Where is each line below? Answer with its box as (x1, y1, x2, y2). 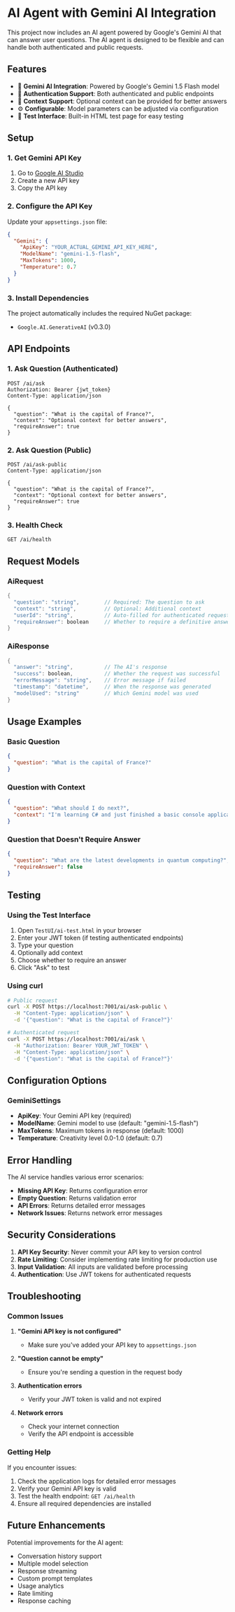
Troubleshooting (7, 1290, 82, 1302)
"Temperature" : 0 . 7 (20, 264, 77, 271)
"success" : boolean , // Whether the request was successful (13, 670, 220, 677)
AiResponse (7, 642, 50, 651)
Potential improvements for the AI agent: (7, 1538, 124, 1547)
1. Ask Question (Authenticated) (7, 364, 119, 374)
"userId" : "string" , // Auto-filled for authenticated (13, 611, 205, 618)
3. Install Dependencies (7, 293, 90, 303)
